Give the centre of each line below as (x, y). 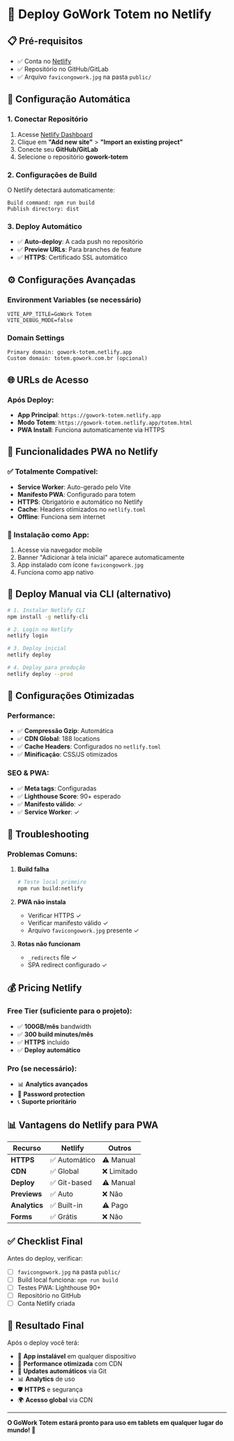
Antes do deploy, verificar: (45, 1258)
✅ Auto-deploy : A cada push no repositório (80, 242)
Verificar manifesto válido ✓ (68, 923)
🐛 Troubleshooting (48, 834)
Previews (26, 1194)
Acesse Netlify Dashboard (55, 134)
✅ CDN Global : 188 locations (58, 739)
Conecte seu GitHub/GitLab (58, 149)
